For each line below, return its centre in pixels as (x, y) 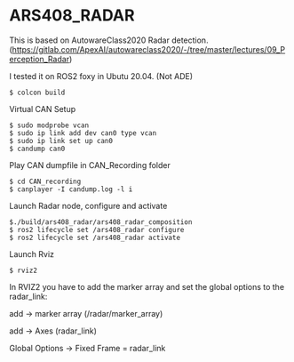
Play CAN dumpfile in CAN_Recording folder (90, 165)
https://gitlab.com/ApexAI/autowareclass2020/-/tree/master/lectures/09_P (149, 49)
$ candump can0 (37, 149)
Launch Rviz (32, 253)
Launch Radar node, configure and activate (88, 205)
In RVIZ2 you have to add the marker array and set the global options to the (147, 286)
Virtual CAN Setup (43, 109)
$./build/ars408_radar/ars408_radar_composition (101, 222)
